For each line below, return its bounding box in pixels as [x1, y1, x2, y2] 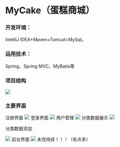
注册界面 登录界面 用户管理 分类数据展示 [5, 115, 108, 121]
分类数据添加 [5, 126, 32, 132]
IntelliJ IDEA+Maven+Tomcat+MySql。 [5, 37, 86, 43]
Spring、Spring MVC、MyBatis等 [5, 63, 75, 69]
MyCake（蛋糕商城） [5, 5, 95, 16]
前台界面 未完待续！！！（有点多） [11, 136, 91, 142]
